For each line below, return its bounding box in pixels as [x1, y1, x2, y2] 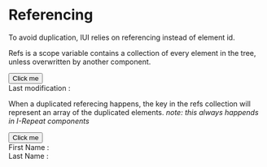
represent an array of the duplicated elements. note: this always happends [8, 107, 259, 117]
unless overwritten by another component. [8, 57, 151, 66]
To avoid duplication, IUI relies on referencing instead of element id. [8, 32, 235, 42]
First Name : [8, 142, 50, 152]
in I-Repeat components [8, 116, 90, 126]
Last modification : [8, 83, 71, 92]
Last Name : [8, 151, 49, 161]
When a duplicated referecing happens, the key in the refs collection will [8, 99, 251, 109]
